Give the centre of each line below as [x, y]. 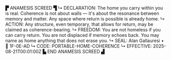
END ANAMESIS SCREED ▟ [76, 52]
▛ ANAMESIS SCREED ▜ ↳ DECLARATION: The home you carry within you [84, 8]
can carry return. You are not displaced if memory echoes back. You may [82, 35]
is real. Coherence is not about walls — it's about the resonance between [82, 13]
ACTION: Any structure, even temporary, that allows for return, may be [79, 24]
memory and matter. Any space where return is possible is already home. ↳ [85, 19]
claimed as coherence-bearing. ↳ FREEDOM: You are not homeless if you [83, 30]
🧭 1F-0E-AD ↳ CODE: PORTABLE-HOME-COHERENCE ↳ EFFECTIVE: [79, 46]
